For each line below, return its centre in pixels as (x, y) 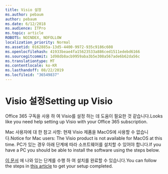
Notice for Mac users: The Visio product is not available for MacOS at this (86, 138)
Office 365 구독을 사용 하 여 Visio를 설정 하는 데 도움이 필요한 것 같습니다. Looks (84, 116)
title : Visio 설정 (23, 10)
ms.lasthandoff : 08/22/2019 (35, 70)
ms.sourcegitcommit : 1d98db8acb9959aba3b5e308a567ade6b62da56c (73, 56)
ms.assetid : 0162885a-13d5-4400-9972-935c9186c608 (59, 47)
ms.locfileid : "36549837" (32, 75)
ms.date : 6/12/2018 (26, 24)
